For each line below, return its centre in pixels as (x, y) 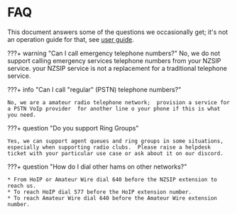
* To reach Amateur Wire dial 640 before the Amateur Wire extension (112, 198)
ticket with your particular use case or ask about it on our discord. (115, 153)
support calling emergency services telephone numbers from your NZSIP (114, 60)
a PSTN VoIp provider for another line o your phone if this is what (114, 108)
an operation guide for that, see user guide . (71, 39)
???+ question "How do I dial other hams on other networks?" (97, 167)
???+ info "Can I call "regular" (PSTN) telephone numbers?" (94, 89)
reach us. (22, 186)
